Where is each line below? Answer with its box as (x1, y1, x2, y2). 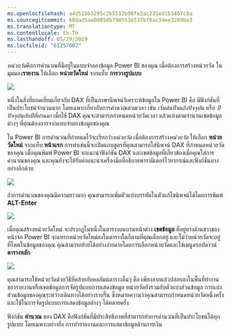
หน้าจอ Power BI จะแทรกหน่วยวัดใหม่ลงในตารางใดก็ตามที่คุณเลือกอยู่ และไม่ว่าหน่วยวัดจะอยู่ (7, 233, 221, 241)
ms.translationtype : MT (7, 23, 76, 30)
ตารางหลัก (7, 248, 30, 256)
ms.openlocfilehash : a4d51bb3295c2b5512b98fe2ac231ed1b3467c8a (7, 10, 193, 17)
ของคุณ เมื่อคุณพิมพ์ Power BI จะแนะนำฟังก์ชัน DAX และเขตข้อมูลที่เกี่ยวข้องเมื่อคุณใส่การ (7, 149, 215, 156)
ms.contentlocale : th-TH (7, 29, 79, 37)
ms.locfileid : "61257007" (7, 42, 81, 49)
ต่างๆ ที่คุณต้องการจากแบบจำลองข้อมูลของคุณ (7, 119, 110, 127)
